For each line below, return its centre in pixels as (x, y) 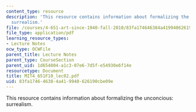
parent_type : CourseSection (40, 60)
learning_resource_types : (37, 38)
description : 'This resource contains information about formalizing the (98, 17)
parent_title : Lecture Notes (41, 55)
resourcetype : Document (35, 71)
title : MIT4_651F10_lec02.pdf (43, 76)
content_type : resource (35, 11)
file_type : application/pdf (40, 33)
